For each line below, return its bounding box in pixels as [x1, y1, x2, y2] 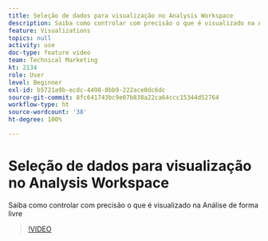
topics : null [8, 34, 52, 42]
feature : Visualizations [8, 26, 91, 34]
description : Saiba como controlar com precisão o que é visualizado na [8, 19, 255, 27]
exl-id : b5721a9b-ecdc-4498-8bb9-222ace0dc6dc [8, 85, 166, 94]
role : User [8, 71, 45, 79]
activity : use [8, 41, 56, 49]
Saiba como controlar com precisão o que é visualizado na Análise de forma [8, 200, 259, 210]
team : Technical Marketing [8, 57, 98, 65]
